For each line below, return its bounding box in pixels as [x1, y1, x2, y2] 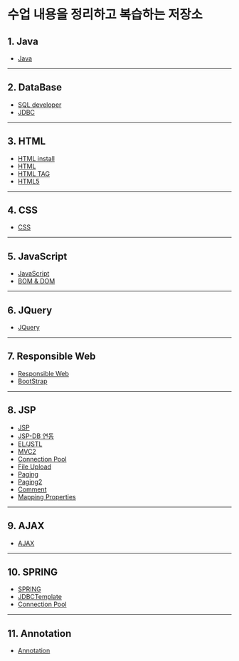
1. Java [7, 35, 39, 47]
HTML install [17, 154, 55, 162]
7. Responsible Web [7, 350, 96, 363]
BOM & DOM [17, 277, 55, 286]
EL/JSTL [17, 439, 43, 448]
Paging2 [17, 477, 43, 486]
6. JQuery [7, 304, 53, 316]
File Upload [17, 462, 52, 471]
